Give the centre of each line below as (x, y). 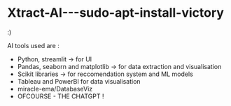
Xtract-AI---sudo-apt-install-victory (115, 13)
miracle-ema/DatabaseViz (55, 89)
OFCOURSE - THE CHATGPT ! (61, 96)
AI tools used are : (33, 45)
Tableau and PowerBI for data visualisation (79, 81)
